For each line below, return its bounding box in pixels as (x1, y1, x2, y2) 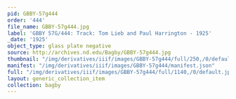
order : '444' (7, 17, 46, 24)
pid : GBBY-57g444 (7, 10, 58, 17)
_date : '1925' (7, 36, 49, 43)
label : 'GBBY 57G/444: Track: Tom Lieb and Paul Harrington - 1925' (7, 29, 212, 37)
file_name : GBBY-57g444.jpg (7, 23, 90, 30)
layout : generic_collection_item (7, 75, 105, 82)
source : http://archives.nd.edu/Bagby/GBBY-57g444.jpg (7, 49, 171, 56)
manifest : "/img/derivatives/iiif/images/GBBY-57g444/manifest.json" (7, 62, 216, 69)
